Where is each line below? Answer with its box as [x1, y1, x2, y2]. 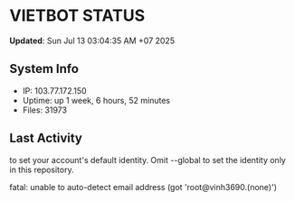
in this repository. [9, 164, 74, 175]
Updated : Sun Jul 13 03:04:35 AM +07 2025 [9, 35, 175, 46]
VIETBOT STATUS [9, 5, 146, 26]
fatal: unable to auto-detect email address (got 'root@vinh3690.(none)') [9, 181, 278, 192]
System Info [9, 61, 80, 77]
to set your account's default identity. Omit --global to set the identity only [9, 154, 287, 165]
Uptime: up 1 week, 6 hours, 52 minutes [22, 95, 170, 105]
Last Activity [9, 131, 83, 146]
